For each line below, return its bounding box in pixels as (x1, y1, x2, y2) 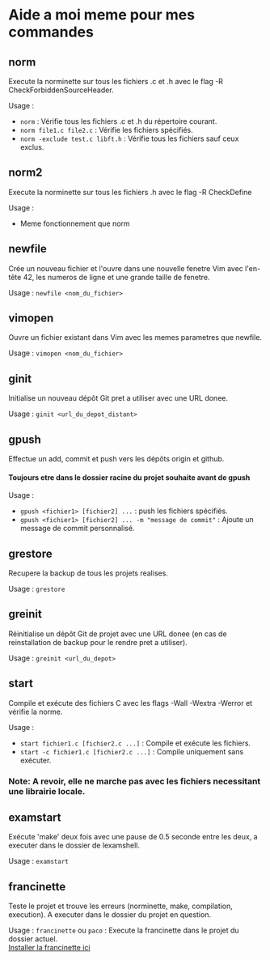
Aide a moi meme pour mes (8, 6, 196, 24)
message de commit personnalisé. (19, 524, 135, 533)
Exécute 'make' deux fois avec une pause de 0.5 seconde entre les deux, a (8, 832, 258, 842)
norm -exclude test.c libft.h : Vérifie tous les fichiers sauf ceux (19, 134, 239, 143)
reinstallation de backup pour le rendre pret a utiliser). (8, 637, 188, 647)
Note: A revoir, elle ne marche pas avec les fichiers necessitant (8, 775, 261, 787)
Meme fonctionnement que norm (19, 219, 131, 228)
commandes (8, 23, 95, 41)
